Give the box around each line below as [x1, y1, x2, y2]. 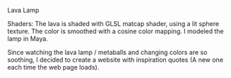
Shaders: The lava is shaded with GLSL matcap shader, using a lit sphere [7, 20, 220, 27]
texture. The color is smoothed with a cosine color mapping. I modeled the [7, 27, 224, 35]
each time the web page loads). [7, 63, 100, 71]
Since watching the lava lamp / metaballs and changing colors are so [7, 48, 208, 56]
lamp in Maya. [7, 34, 48, 43]
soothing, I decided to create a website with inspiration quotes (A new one [7, 56, 224, 64]
